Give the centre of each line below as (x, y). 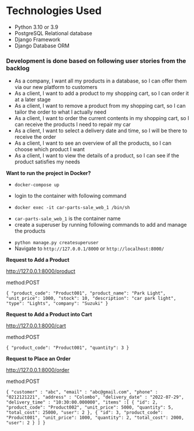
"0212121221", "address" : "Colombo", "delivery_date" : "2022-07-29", (95, 397)
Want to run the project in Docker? (49, 173)
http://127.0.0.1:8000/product (41, 271)
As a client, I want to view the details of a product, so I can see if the (97, 156)
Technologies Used (54, 11)
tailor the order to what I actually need (60, 112)
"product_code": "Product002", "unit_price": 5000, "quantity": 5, (90, 408)
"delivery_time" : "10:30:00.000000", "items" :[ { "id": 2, (82, 402)
